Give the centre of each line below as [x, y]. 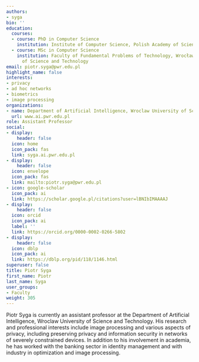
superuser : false [28, 265]
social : [16, 127]
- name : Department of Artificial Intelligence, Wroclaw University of [96, 111]
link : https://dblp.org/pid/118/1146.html [65, 260]
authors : [17, 12]
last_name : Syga [26, 281]
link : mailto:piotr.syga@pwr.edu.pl [57, 182]
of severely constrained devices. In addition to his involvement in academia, [99, 340]
